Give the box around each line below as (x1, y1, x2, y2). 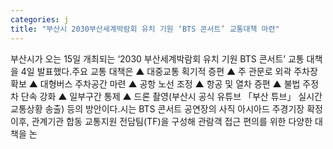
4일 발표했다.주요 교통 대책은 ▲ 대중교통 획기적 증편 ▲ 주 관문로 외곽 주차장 (20, 65, 318, 77)
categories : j (10, 14, 70, 25)
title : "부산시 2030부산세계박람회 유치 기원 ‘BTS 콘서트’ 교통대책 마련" (10, 24, 280, 34)
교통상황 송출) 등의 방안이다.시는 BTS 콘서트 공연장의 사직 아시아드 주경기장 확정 (10, 102, 323, 115)
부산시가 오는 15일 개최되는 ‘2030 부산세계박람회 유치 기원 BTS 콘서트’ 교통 (10, 52, 305, 65)
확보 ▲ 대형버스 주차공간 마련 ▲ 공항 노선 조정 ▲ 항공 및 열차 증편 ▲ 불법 (10, 77, 301, 90)
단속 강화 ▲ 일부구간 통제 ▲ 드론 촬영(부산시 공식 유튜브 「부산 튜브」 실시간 (20, 90, 323, 102)
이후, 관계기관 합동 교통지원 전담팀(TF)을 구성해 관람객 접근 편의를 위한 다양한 (10, 115, 313, 127)
